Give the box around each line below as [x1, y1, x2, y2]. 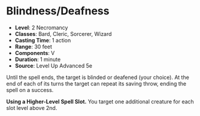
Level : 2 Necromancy [14, 24, 68, 31]
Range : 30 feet [14, 43, 53, 50]
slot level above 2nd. [6, 104, 57, 111]
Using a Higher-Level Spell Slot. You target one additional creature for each [6, 97, 195, 105]
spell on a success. [6, 86, 54, 93]
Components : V [14, 49, 55, 56]
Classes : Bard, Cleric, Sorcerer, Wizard [14, 30, 112, 37]
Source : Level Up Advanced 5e [14, 62, 93, 69]
